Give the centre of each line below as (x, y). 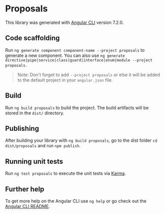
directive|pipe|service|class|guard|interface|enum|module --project (79, 60)
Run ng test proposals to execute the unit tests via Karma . (66, 173)
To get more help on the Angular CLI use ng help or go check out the (76, 201)
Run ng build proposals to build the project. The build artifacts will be (77, 107)
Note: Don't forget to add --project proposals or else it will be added (89, 75)
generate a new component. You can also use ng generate (65, 55)
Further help (25, 189)
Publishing (22, 128)
